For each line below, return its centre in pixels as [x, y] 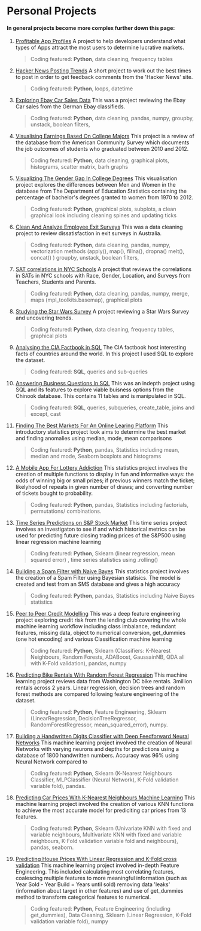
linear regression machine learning [58, 542]
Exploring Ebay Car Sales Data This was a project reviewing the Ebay [100, 101]
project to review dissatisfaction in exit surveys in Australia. [89, 233]
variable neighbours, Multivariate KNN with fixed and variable [106, 835]
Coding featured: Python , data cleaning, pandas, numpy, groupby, [112, 118]
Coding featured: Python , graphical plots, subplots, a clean [103, 209]
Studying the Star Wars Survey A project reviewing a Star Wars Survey [102, 312]
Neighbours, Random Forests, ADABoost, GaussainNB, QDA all [107, 657]
